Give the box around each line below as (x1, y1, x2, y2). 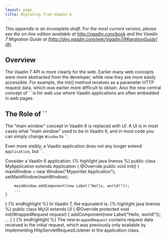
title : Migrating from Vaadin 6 (5, 12, 72, 17)
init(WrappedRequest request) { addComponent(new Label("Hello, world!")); (5, 212, 161, 218)
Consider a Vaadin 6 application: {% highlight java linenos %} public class (5, 158, 156, 164)
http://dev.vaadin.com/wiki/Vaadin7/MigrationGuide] (49, 36, 158, 42)
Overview (5, 56, 36, 64)
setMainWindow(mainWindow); (5, 174, 69, 180)
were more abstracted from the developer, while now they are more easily (5, 74, 156, 80)
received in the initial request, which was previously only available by (5, 222, 146, 228)
